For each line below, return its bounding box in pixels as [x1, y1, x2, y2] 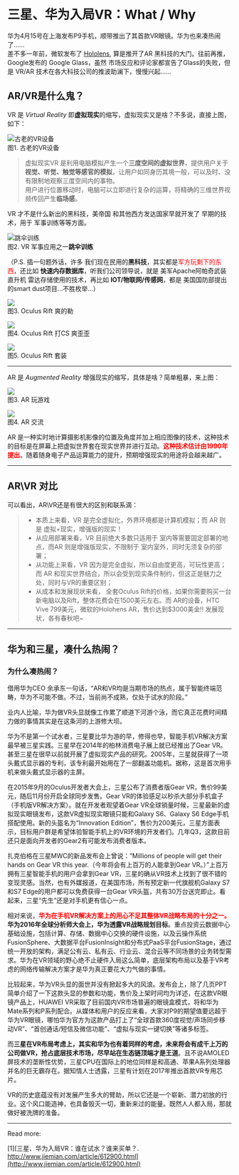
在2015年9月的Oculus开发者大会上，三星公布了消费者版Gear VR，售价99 [7, 783, 221, 792]
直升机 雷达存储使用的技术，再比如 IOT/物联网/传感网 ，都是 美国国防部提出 [7, 275, 228, 284]
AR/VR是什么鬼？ [7, 90, 85, 102]
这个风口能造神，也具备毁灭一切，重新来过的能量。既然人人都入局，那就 [19, 1099, 232, 1108]
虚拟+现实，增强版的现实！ [43, 524, 123, 533]
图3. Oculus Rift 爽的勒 [7, 306, 73, 315]
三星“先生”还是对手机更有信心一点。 [26, 896, 132, 905]
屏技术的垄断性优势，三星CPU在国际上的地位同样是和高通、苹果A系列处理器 [7, 1057, 231, 1067]
